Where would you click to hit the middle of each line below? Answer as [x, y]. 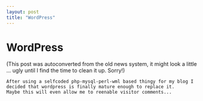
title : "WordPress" [31, 18]
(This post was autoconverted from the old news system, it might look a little [102, 64]
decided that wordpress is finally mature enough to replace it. [90, 87]
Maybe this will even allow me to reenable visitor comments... [89, 92]
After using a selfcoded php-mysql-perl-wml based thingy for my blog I [100, 82]
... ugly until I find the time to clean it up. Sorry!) [66, 71]
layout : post [23, 12]
